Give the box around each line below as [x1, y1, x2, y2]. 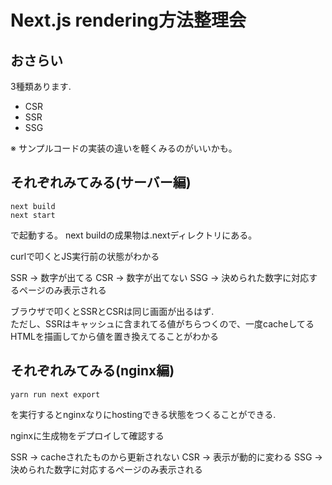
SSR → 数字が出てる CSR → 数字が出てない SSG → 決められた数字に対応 [10, 271, 310, 283]
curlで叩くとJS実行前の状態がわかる [10, 250, 160, 262]
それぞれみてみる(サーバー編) [10, 174, 192, 191]
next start [10, 210, 56, 220]
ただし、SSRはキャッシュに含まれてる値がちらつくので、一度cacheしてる [10, 317, 315, 330]
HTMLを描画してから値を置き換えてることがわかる [10, 330, 219, 342]
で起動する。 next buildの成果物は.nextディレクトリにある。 [10, 229, 258, 241]
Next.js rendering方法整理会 [10, 9, 247, 32]
